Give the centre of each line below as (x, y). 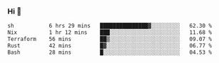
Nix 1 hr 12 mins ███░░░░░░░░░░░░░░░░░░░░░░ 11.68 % (110, 33)
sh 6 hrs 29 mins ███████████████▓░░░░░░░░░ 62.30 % (110, 26)
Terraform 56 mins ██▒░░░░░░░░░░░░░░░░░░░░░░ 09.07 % (110, 39)
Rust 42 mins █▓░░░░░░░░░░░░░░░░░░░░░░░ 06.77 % (110, 45)
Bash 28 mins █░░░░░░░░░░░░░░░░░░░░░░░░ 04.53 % (110, 52)
